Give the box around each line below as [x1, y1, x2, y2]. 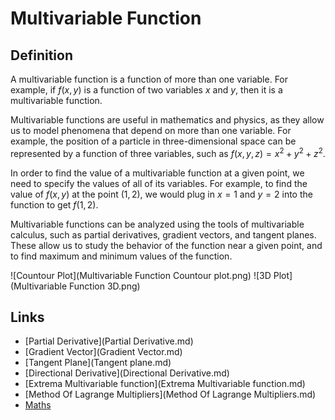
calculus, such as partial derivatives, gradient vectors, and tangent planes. [10, 228, 317, 241]
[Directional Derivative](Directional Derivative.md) [24, 367, 230, 379]
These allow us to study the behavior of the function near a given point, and [10, 239, 323, 251]
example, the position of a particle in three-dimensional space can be [10, 135, 297, 147]
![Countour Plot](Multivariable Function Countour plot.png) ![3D [10, 269, 272, 281]
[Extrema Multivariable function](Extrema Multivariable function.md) [24, 378, 306, 390]
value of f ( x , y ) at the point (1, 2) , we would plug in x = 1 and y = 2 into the [10, 188, 313, 200]
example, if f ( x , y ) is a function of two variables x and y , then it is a [10, 84, 283, 96]
